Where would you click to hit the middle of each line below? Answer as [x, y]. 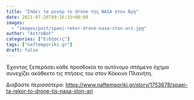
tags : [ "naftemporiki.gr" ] [39, 45]
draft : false [22, 50]
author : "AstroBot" [30, 34]
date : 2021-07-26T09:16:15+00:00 [47, 17]
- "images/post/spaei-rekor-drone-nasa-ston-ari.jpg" [79, 28]
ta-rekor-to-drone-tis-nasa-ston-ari [50, 91]
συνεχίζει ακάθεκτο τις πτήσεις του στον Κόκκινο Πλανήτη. [79, 73]
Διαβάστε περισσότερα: [35, 85]
